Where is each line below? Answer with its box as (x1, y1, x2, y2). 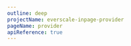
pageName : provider (7, 22, 63, 29)
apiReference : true (7, 28, 63, 36)
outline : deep (7, 9, 48, 17)
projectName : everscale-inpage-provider (7, 16, 125, 23)
